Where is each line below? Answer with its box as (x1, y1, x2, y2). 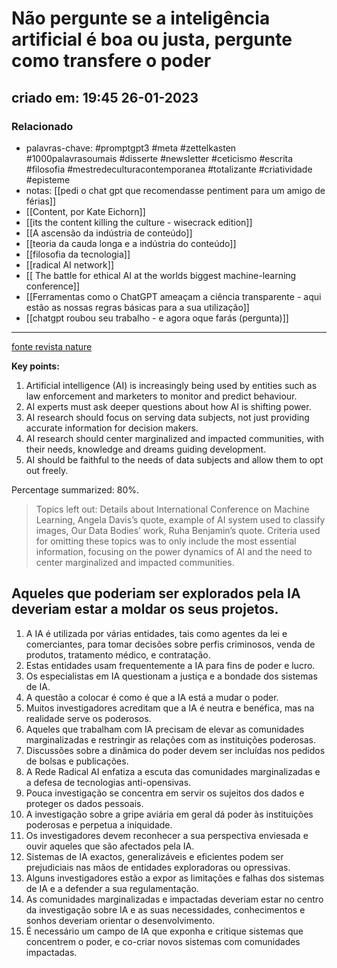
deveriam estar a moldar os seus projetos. (11, 601, 279, 618)
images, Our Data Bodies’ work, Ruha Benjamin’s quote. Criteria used (35, 524, 321, 536)
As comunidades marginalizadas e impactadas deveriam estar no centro (25, 893, 324, 905)
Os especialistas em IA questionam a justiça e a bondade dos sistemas (25, 670, 318, 682)
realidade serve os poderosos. (25, 712, 152, 724)
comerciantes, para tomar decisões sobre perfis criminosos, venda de (25, 638, 316, 650)
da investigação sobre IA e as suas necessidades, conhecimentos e (25, 903, 306, 916)
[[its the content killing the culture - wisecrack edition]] (25, 216, 253, 228)
